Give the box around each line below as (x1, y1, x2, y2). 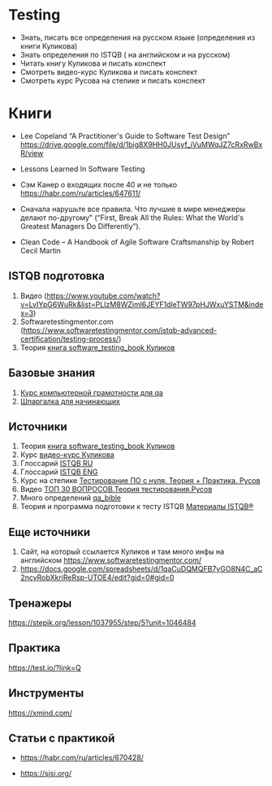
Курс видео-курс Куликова (19, 450, 115, 460)
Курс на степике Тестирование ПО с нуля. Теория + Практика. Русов (19, 476, 261, 486)
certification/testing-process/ (19, 334, 119, 343)
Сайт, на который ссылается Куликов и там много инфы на (19, 546, 225, 557)
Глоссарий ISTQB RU (19, 459, 93, 469)
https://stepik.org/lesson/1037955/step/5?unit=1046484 (8, 617, 196, 627)
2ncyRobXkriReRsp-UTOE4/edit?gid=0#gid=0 (19, 572, 175, 582)
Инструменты (8, 686, 84, 700)
